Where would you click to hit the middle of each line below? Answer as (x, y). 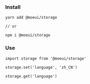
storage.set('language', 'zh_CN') (41, 67)
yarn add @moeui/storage (31, 18)
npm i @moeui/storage (28, 35)
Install (13, 7)
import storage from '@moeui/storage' (46, 58)
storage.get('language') (31, 76)
